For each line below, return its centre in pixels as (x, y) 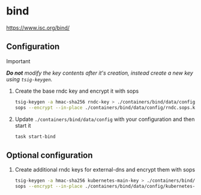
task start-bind (35, 137)
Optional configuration (49, 155)
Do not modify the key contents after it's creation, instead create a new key (100, 73)
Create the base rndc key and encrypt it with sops (77, 91)
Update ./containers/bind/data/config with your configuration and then (105, 119)
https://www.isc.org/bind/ (38, 28)
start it (23, 125)
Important (18, 61)
